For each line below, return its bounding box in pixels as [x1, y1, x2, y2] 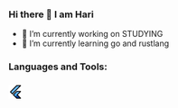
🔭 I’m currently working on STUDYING [21, 29, 164, 40]
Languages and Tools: [8, 60, 108, 73]
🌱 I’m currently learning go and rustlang [21, 38, 170, 49]
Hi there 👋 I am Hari [8, 8, 94, 21]
